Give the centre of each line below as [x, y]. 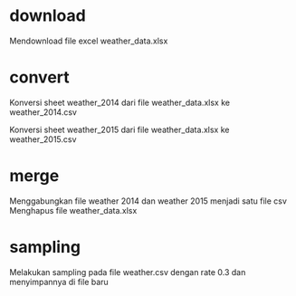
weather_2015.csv [43, 139]
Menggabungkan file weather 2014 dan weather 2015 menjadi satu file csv [148, 201]
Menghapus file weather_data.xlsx [73, 210]
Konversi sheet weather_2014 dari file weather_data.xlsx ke [120, 102]
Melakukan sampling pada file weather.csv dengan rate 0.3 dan [128, 272]
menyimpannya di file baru [59, 282]
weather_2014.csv [43, 112]
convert [39, 77]
